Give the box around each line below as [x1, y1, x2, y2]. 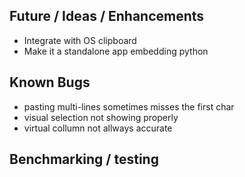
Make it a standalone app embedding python [23, 45, 209, 57]
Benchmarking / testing [9, 151, 159, 168]
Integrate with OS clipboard [23, 34, 137, 46]
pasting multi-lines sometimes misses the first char [23, 100, 235, 113]
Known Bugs [9, 74, 91, 91]
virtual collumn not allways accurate [23, 122, 173, 134]
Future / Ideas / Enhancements [9, 8, 205, 25]
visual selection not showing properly [23, 111, 179, 123]
